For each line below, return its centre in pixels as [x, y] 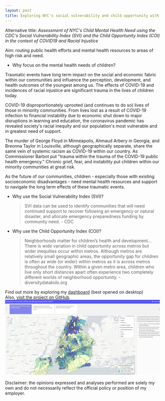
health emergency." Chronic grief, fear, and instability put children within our [82, 161]
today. [12, 95]
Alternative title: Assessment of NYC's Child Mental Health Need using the [80, 30]
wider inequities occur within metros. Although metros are [83, 251]
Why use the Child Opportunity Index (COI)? [57, 231]
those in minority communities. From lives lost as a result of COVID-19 [76, 110]
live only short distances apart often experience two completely [89, 272]
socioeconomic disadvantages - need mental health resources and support [81, 182]
